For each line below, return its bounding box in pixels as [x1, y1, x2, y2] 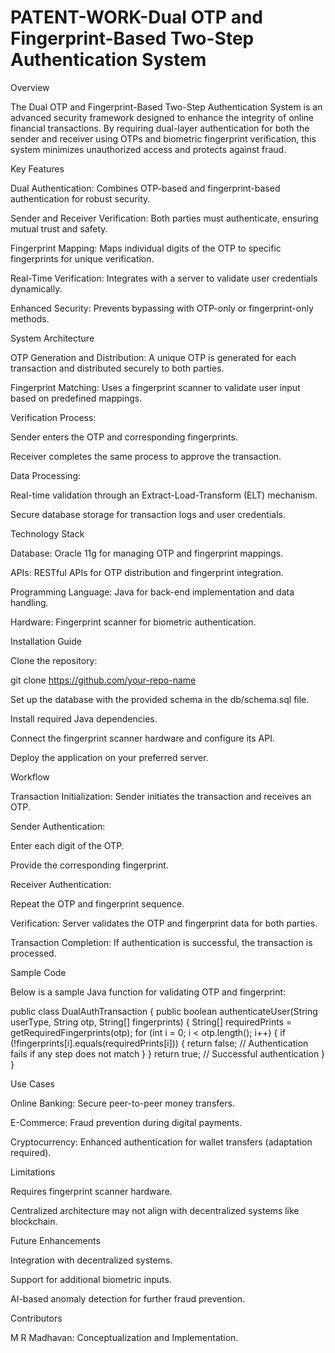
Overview [10, 81, 50, 93]
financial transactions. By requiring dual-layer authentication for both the [10, 122, 310, 134]
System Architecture [10, 332, 95, 344]
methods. [10, 312, 50, 325]
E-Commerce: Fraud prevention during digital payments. [10, 1116, 243, 1128]
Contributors [10, 1312, 63, 1324]
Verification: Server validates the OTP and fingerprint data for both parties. [10, 917, 318, 929]
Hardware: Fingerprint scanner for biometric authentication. [10, 616, 257, 628]
